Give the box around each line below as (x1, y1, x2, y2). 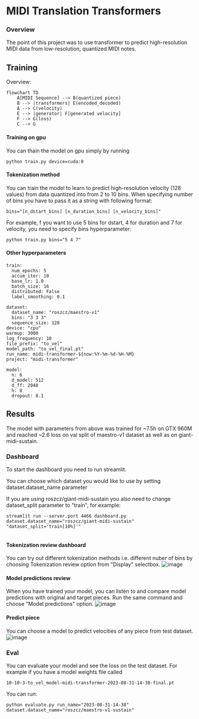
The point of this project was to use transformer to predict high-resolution (6, 39, 188, 46)
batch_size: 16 (11, 283, 49, 290)
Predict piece (6, 614, 40, 621)
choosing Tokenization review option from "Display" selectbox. (6, 561, 161, 568)
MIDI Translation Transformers (6, 4, 161, 18)
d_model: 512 (11, 377, 44, 383)
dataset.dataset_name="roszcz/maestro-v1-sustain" (6, 707, 135, 713)
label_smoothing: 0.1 (11, 294, 66, 300)
